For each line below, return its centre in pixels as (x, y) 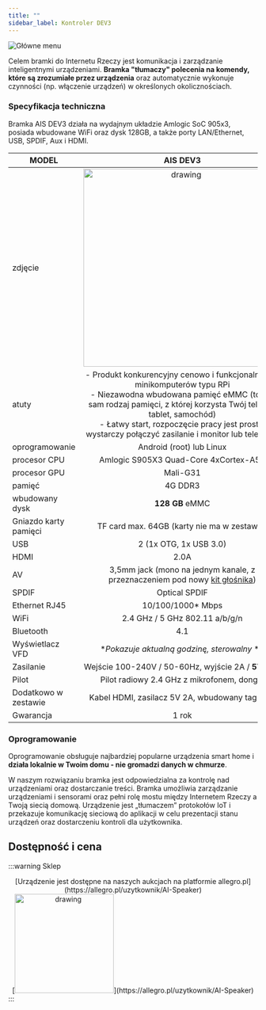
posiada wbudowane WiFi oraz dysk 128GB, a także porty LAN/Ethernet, (126, 132)
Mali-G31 (182, 472)
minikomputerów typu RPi (182, 384)
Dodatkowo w (38, 692)
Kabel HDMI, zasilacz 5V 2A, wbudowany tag (173, 697)
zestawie (29, 702)
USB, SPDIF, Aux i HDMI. (48, 140)
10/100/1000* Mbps (182, 605)
